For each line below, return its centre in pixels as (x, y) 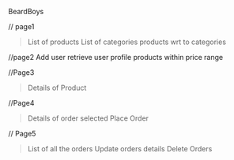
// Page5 (22, 134)
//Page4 (21, 103)
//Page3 (21, 73)
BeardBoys (26, 11)
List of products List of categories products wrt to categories (127, 42)
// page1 (21, 26)
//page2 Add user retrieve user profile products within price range (116, 57)
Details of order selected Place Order (88, 118)
